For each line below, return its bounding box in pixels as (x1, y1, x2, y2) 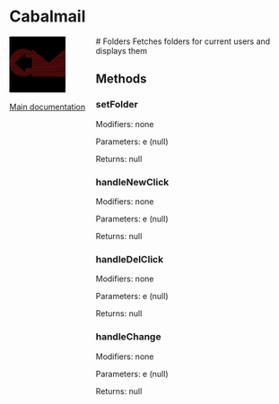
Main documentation (9, 101, 86, 112)
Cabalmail (9, 6, 86, 27)
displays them (95, 45, 148, 56)
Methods (95, 72, 147, 87)
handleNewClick (95, 176, 170, 188)
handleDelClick (95, 253, 164, 265)
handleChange (95, 331, 161, 343)
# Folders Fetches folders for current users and (95, 36, 271, 47)
